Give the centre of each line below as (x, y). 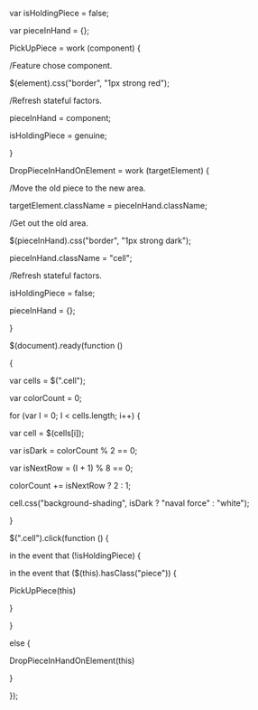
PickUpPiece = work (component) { (75, 48)
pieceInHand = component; (60, 118)
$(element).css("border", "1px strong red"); (89, 83)
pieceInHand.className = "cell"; (71, 258)
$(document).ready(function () (66, 346)
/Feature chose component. (61, 65)
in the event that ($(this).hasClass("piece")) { (93, 573)
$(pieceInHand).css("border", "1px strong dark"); (101, 240)
